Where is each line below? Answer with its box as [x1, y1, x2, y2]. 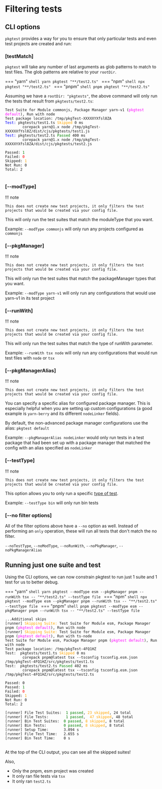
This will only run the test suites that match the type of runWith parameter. [5, 341, 153, 346]
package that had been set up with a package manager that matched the [5, 440, 150, 446]
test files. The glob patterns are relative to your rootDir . [5, 69, 116, 75]
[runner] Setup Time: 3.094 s [5, 727, 79, 732]
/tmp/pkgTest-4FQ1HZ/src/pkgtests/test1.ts [5, 659, 95, 664]
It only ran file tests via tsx [12, 773, 65, 779]
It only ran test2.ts [12, 778, 51, 784]
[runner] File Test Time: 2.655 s [5, 731, 79, 737]
